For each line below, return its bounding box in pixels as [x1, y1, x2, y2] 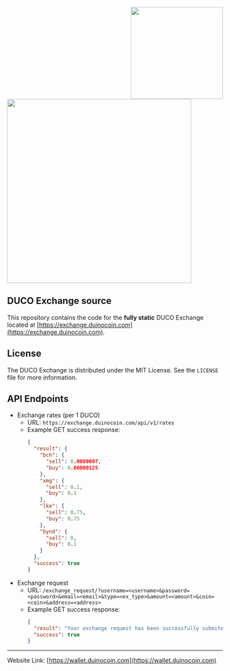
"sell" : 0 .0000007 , [45, 458, 101, 465]
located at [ [7, 320, 40, 329]
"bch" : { [40, 452, 65, 459]
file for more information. [7, 373, 77, 381]
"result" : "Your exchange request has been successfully [33, 624, 200, 632]
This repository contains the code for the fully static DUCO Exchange [7, 313, 204, 321]
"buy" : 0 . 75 [45, 515, 80, 522]
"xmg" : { [40, 477, 65, 484]
